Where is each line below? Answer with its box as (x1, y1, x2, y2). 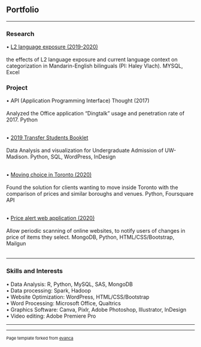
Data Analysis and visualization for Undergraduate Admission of (6, 147, 164, 154)
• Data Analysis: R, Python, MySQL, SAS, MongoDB (6, 281, 133, 288)
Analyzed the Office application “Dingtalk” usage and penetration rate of (6, 110, 185, 117)
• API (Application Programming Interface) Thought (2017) (6, 97, 150, 104)
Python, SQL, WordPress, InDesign (30, 153, 116, 160)
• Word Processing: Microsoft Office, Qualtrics (6, 299, 121, 307)
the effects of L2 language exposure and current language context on (6, 56, 178, 63)
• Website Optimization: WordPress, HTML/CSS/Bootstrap (6, 293, 150, 300)
